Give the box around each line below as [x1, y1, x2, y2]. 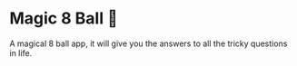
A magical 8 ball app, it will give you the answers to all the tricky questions [9, 38, 288, 49]
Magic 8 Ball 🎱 [9, 8, 118, 29]
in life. [9, 47, 33, 58]
